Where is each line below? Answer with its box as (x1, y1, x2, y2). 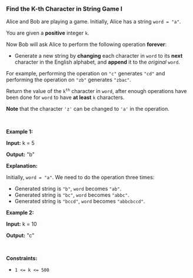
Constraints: (6, 255, 38, 262)
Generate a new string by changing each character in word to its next (14, 52, 183, 59)
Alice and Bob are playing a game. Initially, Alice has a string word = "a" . (6, 18, 181, 25)
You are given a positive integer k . (6, 29, 89, 37)
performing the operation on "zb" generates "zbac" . (6, 76, 131, 84)
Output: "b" (6, 151, 35, 158)
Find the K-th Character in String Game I (6, 5, 122, 13)
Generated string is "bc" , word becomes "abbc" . (14, 191, 129, 198)
